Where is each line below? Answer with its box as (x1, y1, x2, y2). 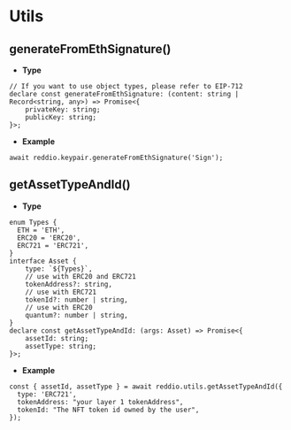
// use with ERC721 (25, 288, 97, 296)
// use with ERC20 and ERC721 (25, 272, 137, 280)
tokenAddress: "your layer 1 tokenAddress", (17, 397, 184, 406)
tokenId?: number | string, (25, 295, 128, 304)
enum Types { (9, 218, 57, 227)
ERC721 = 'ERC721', (17, 241, 89, 250)
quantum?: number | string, (25, 311, 128, 319)
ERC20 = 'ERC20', (17, 233, 81, 242)
